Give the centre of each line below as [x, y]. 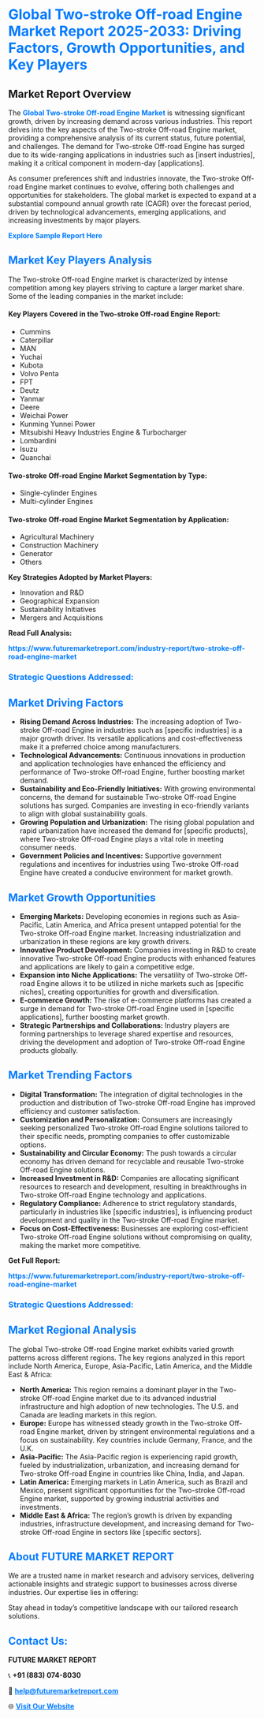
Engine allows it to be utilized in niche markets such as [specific [140, 983]
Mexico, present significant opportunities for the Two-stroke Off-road [132, 1490]
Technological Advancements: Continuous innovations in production [132, 756]
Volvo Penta [39, 374]
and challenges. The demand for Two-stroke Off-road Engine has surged [126, 146]
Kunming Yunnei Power [58, 424]
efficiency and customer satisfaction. [80, 1111]
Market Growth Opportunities [82, 897]
